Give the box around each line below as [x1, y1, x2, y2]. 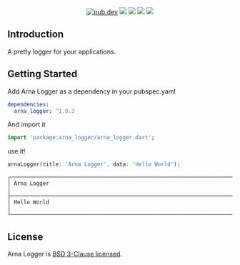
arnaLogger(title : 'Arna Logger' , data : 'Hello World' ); [7, 161, 181, 168]
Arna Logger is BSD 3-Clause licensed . [7, 249, 123, 258]
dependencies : [7, 101, 50, 108]
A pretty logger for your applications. [7, 47, 116, 56]
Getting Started [7, 68, 78, 80]
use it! [7, 147, 26, 156]
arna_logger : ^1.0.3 [14, 107, 75, 114]
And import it [7, 120, 46, 129]
